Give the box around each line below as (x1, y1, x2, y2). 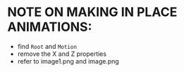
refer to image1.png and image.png (17, 57, 120, 65)
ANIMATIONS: (7, 19, 92, 35)
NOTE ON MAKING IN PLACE (7, 4, 178, 20)
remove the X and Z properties (17, 50, 107, 58)
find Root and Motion (17, 42, 78, 50)
